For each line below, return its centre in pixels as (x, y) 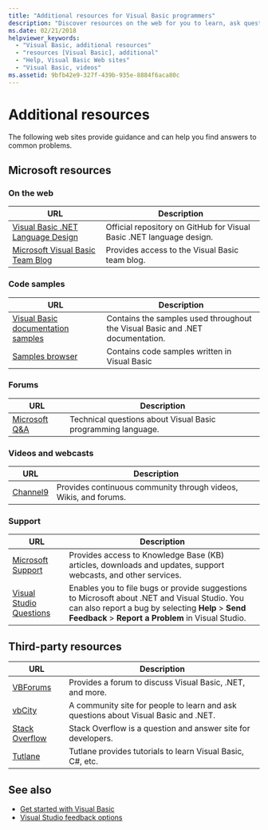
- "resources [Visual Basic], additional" (87, 53)
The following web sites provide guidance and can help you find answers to (132, 137)
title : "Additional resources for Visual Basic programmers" (112, 16)
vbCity (25, 710)
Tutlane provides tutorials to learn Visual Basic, (157, 752)
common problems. (40, 145)
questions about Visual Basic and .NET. (142, 716)
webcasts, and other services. (125, 575)
